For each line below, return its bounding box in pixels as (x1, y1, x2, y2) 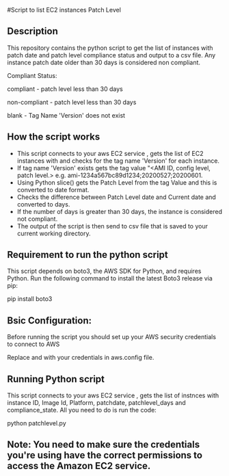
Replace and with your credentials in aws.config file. (7, 354, 154, 362)
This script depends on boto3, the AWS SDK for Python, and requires (7, 267, 202, 276)
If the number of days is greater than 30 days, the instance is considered (16, 207, 223, 215)
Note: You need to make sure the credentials (7, 439, 200, 451)
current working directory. (16, 229, 91, 237)
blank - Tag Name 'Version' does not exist (7, 111, 125, 119)
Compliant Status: (7, 71, 57, 79)
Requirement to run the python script (7, 249, 169, 261)
